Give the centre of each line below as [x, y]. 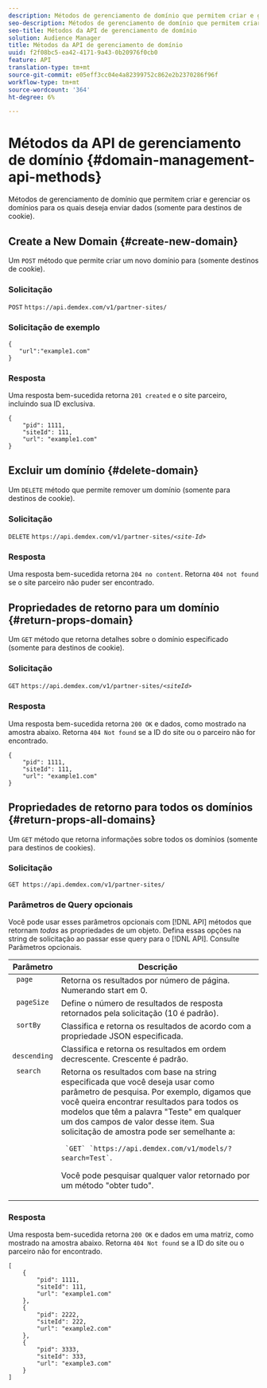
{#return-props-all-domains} [82, 820]
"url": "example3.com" [74, 1364]
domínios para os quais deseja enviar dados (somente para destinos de [125, 208]
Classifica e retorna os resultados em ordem [143, 1050]
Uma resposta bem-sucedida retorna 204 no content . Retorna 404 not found [133, 574]
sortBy [29, 1025]
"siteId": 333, [62, 1357]
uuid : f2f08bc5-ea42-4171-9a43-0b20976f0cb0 [83, 53]
